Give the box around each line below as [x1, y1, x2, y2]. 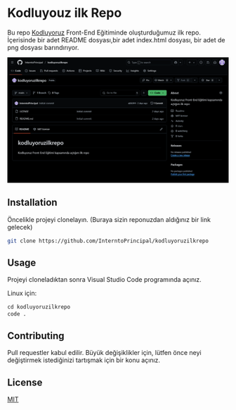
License [7, 376, 43, 388]
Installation [7, 197, 58, 209]
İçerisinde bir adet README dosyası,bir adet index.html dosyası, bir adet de [7, 35, 226, 44]
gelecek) [7, 223, 33, 231]
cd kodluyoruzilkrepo [7, 304, 71, 311]
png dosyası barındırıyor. [7, 43, 79, 51]
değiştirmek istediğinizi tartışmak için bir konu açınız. [7, 356, 160, 364]
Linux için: [7, 289, 37, 297]
